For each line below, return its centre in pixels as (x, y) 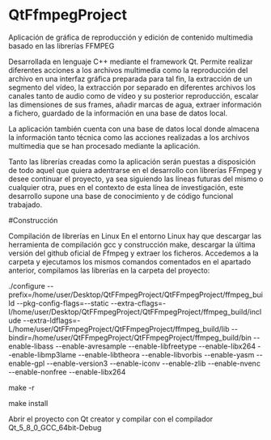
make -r (21, 387)
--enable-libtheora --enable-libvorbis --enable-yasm (166, 354)
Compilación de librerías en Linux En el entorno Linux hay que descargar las (135, 235)
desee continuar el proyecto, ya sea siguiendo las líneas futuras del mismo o (136, 179)
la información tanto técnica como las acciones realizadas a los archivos (129, 137)
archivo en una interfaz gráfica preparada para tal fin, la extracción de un (130, 78)
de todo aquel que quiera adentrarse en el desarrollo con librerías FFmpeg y (135, 170)
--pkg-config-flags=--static (62, 303)
